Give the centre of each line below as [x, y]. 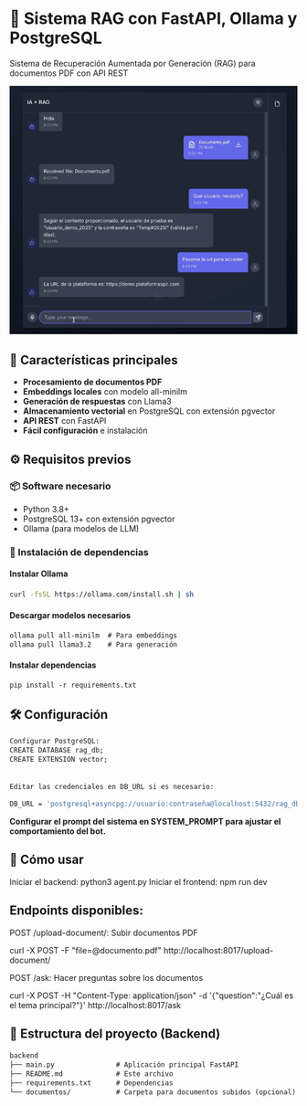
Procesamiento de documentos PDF [92, 382]
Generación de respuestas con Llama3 [97, 402]
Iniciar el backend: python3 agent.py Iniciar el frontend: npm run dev [138, 881]
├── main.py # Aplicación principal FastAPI [124, 1065]
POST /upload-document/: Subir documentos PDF [104, 932]
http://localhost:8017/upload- [218, 950]
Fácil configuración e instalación [85, 431]
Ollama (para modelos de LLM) [81, 528]
